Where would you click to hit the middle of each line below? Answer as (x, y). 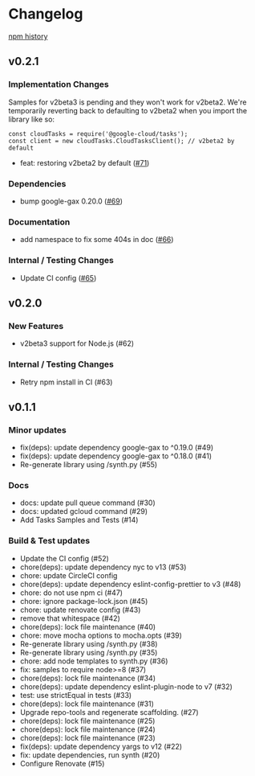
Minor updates (37, 429)
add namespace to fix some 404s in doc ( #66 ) (97, 240)
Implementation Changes (59, 84)
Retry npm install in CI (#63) (66, 382)
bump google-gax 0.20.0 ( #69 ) (71, 201)
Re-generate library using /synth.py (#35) (89, 652)
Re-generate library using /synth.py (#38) (89, 643)
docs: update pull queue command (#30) (88, 503)
